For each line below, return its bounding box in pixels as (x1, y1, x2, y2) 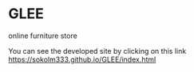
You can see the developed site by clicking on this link (8, 46, 187, 55)
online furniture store (8, 31, 77, 40)
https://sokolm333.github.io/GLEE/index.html (8, 55, 156, 64)
